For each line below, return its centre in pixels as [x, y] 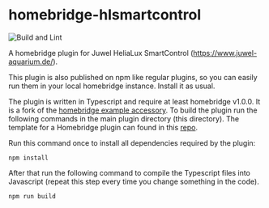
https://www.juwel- [225, 53]
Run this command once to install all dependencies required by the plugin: [132, 142]
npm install [28, 158]
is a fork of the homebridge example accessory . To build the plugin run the [133, 110]
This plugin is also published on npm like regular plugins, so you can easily [133, 77]
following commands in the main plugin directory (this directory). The [124, 118]
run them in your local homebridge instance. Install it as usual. [112, 86]
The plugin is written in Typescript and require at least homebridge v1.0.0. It [134, 101]
